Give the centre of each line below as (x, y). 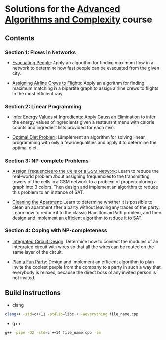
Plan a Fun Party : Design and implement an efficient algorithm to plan (83, 262)
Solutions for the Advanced (63, 9)
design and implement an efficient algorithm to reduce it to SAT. (77, 218)
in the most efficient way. (38, 93)
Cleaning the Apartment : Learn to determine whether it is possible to (82, 202)
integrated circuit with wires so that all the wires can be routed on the (83, 247)
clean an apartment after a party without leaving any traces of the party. (86, 207)
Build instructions (33, 293)
